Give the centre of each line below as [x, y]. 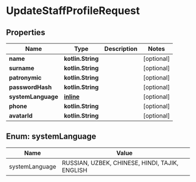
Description [121, 49]
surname [22, 68]
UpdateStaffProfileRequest [73, 11]
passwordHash [31, 87]
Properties [26, 32]
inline [72, 97]
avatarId [21, 116]
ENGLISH [75, 170]
